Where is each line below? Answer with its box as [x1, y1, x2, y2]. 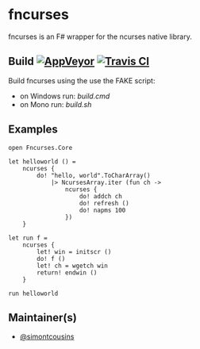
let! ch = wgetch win [37, 262, 109, 270]
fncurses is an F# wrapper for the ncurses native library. [8, 32, 192, 41]
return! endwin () [37, 268, 98, 277]
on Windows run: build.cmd [19, 91, 110, 101]
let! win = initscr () [37, 247, 112, 255]
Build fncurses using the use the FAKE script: [8, 75, 156, 85]
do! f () [37, 255, 66, 263]
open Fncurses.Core [8, 144, 73, 151]
